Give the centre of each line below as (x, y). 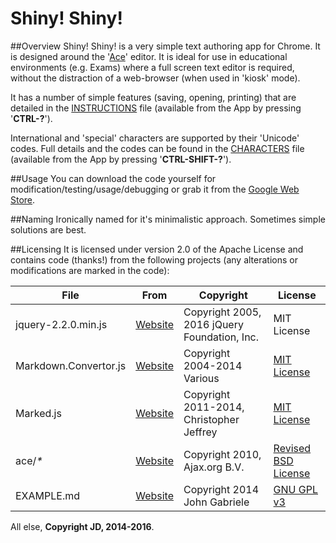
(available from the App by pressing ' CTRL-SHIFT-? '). (121, 159)
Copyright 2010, (222, 454)
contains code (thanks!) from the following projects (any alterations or (154, 259)
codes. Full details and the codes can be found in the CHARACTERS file (157, 148)
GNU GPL (295, 489)
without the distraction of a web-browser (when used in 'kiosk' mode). (155, 78)
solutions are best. (48, 229)
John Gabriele (216, 502)
